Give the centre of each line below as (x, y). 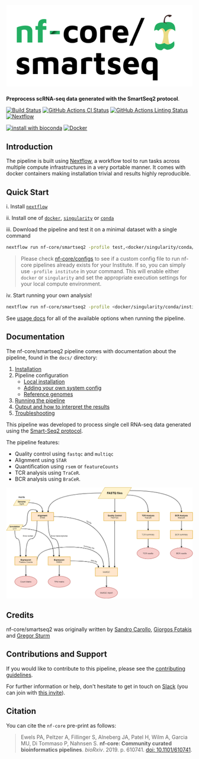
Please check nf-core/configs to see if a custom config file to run (100, 258)
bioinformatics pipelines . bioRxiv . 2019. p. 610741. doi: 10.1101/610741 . (106, 750)
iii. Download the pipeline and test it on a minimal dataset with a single (92, 229)
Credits (20, 615)
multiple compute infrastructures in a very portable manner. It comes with (96, 167)
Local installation (44, 382)
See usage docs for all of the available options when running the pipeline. (96, 318)
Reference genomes (48, 394)
